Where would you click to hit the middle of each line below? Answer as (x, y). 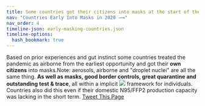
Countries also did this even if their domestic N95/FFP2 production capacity (102, 90)
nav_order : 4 (23, 23)
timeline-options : (30, 35)
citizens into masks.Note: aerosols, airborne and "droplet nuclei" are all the (101, 70)
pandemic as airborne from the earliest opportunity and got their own (94, 64)
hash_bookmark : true (38, 40)
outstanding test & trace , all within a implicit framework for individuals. (99, 84)
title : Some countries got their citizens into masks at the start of (98, 12)
